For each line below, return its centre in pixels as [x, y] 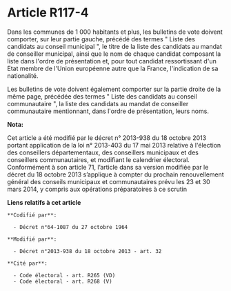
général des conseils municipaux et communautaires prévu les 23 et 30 [109, 181]
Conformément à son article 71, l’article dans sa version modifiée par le [108, 167]
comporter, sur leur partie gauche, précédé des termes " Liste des [101, 39]
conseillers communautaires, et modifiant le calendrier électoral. [98, 159]
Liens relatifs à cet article [44, 202]
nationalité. [23, 76]
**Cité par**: [28, 263]
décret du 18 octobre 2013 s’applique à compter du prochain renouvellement [115, 174]
